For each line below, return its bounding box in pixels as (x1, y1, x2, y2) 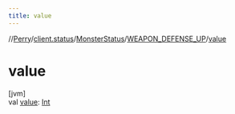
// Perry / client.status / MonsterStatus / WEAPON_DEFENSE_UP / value (8, 34, 227, 43)
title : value (8, 11, 52, 20)
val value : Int (8, 97, 51, 107)
